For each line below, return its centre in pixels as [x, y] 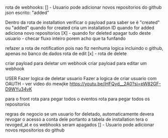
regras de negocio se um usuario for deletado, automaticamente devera [80, 114]
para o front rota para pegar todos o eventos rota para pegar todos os [77, 99]
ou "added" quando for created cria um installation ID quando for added [80, 28]
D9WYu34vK [19, 89]
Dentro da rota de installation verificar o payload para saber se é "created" [82, 22]
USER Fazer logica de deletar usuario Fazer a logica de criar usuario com [81, 78]
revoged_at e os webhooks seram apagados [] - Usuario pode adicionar [80, 125]
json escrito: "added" [27, 13]
